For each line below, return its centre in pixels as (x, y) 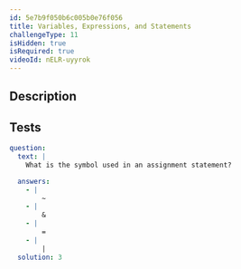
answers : (34, 181)
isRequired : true (42, 52)
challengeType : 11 (44, 34)
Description (43, 96)
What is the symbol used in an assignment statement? (129, 165)
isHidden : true (38, 43)
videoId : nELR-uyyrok (50, 60)
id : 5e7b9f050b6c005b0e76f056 (66, 18)
